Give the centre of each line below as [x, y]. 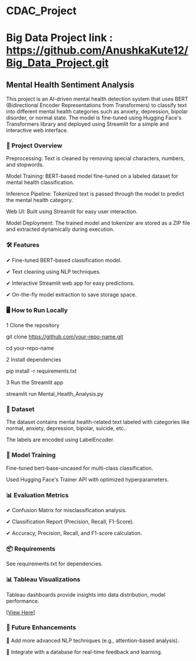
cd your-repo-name [30, 348]
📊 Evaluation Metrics [37, 495]
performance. [23, 601]
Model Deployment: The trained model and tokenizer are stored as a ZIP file [98, 223]
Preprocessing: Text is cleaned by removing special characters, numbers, [95, 158]
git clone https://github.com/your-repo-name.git [65, 337]
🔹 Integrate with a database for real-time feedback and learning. [84, 652]
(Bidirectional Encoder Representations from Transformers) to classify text [97, 105]
